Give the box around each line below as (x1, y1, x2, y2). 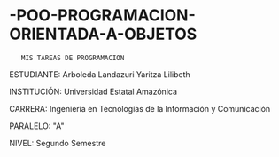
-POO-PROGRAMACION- (9, 5, 197, 26)
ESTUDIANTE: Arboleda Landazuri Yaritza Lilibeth (9, 68, 190, 80)
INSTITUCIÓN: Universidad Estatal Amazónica (9, 86, 178, 97)
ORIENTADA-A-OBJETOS (9, 24, 198, 44)
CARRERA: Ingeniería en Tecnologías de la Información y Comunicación (9, 103, 271, 114)
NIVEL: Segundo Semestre (9, 137, 106, 148)
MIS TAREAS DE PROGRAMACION (20, 53, 125, 62)
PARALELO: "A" (9, 121, 65, 131)
